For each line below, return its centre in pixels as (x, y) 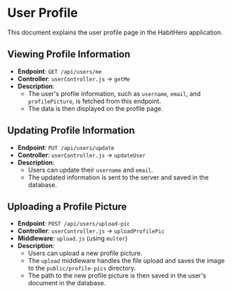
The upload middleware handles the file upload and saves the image (126, 261)
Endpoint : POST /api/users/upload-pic (74, 224)
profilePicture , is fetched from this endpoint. (95, 101)
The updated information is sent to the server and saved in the (118, 177)
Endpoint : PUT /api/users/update (66, 147)
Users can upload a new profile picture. (85, 253)
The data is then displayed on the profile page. (96, 108)
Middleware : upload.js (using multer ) (72, 238)
